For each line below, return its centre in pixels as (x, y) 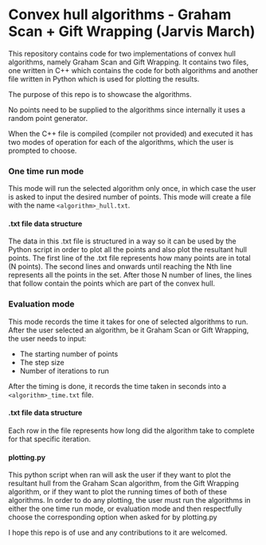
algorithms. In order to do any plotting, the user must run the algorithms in (129, 500)
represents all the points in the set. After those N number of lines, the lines (130, 275)
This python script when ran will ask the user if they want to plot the (119, 475)
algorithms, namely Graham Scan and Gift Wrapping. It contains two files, (129, 62)
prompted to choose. (43, 150)
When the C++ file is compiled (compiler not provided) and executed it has (131, 134)
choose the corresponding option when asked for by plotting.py (113, 517)
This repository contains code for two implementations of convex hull (122, 53)
